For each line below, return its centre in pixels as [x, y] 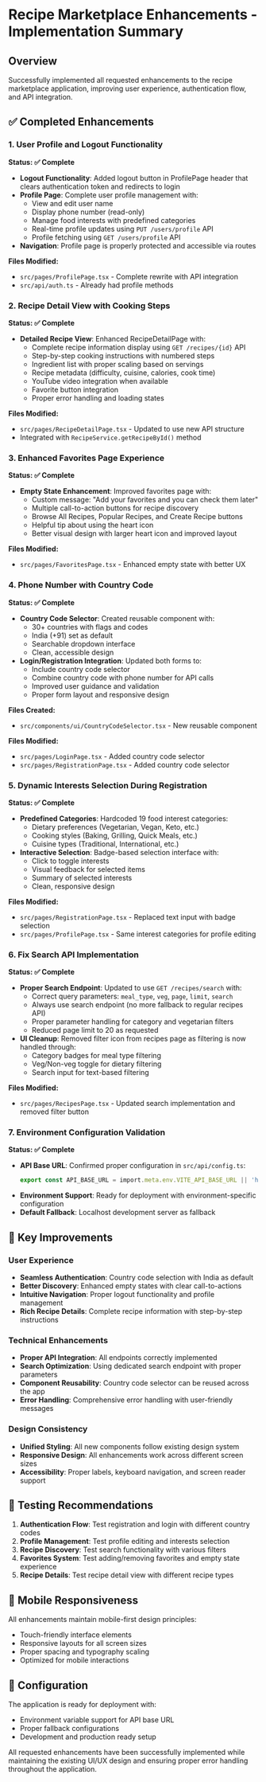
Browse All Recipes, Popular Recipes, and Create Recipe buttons [137, 517]
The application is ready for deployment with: [83, 1705]
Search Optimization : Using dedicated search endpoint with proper [131, 1366]
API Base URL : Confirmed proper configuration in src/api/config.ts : [133, 1166]
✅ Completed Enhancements [81, 122]
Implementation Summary [96, 31]
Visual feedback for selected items [88, 869]
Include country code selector [81, 669]
